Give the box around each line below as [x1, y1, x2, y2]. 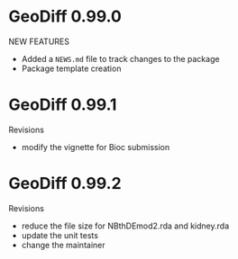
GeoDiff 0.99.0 [8, 6, 123, 27]
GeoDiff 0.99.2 [8, 174, 123, 194]
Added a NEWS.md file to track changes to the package [21, 53, 220, 64]
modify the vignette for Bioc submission [21, 141, 170, 152]
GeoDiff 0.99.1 [8, 94, 117, 115]
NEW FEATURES [8, 36, 69, 47]
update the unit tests [21, 229, 98, 240]
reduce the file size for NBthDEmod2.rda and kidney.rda [21, 220, 230, 231]
